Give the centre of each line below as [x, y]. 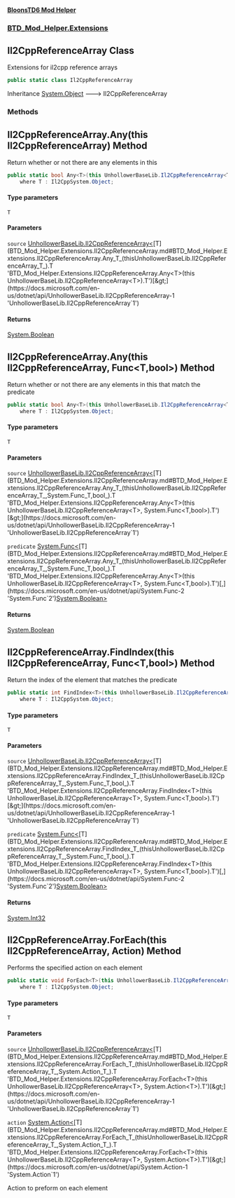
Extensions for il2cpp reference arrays [62, 67]
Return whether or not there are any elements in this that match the [104, 385]
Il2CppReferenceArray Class [71, 50]
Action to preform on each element [58, 1187]
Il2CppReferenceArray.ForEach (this [87, 940]
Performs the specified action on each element [75, 968]
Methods [23, 112]
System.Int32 [26, 918]
